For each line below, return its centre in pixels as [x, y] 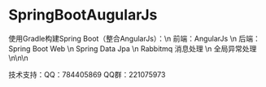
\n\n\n [18, 58]
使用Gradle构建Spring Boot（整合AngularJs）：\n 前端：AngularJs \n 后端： [134, 38]
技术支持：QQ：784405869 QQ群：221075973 [87, 74]
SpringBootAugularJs [83, 15]
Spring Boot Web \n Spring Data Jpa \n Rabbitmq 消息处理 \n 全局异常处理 [133, 48]
